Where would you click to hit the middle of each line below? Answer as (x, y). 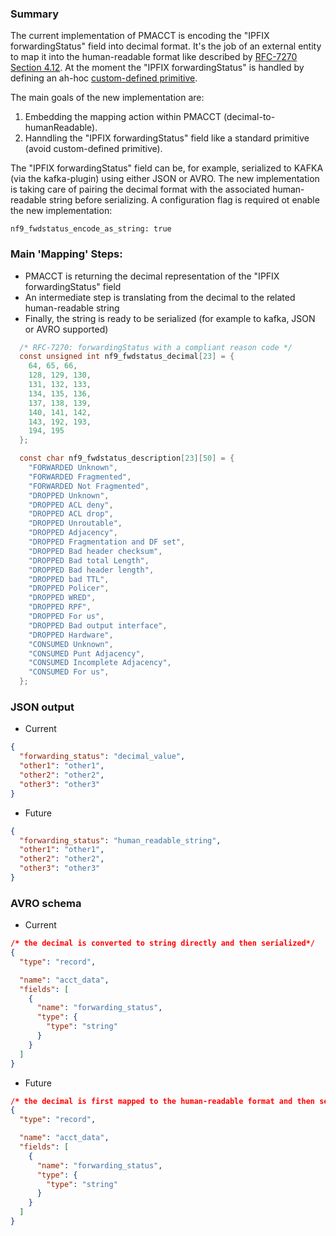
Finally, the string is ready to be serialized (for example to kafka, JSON (170, 318)
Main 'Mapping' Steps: (66, 254)
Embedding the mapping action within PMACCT (123, 117)
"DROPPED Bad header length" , (91, 570)
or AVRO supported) (66, 329)
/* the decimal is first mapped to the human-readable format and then (163, 1101)
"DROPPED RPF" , (60, 607)
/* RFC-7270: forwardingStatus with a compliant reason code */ (156, 347)
